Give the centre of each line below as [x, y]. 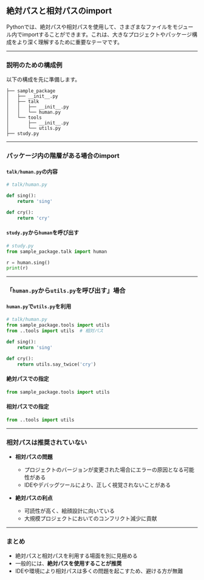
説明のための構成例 [34, 65]
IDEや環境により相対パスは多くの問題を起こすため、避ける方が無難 [99, 571]
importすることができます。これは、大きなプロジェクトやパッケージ [107, 34]
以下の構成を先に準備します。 [43, 80]
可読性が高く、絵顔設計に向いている [70, 511]
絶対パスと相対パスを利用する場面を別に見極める [76, 556]
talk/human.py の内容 [32, 171]
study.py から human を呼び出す [43, 233]
